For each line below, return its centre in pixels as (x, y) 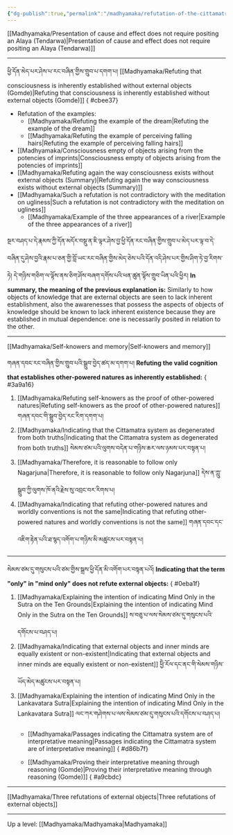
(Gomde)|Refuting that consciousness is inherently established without (109, 93)
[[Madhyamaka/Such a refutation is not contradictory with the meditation (121, 194)
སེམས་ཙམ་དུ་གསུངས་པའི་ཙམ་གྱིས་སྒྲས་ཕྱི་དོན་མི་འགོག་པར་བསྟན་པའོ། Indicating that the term (116, 569)
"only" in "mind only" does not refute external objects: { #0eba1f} (104, 583)
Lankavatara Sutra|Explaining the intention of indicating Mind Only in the (120, 703)
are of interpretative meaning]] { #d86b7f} (88, 748)
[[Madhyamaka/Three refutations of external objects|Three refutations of (112, 797)
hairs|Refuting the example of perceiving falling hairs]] (105, 143)
